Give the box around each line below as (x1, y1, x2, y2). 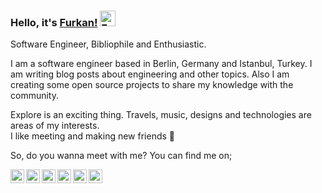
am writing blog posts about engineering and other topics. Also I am (10, 68, 290, 80)
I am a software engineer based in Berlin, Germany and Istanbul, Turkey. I (10, 58, 313, 70)
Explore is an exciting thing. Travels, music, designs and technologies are (10, 109, 312, 121)
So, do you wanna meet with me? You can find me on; (10, 150, 233, 162)
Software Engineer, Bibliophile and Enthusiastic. (10, 38, 207, 50)
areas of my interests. (10, 120, 100, 132)
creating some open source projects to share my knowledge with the (10, 79, 294, 91)
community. (10, 90, 59, 102)
